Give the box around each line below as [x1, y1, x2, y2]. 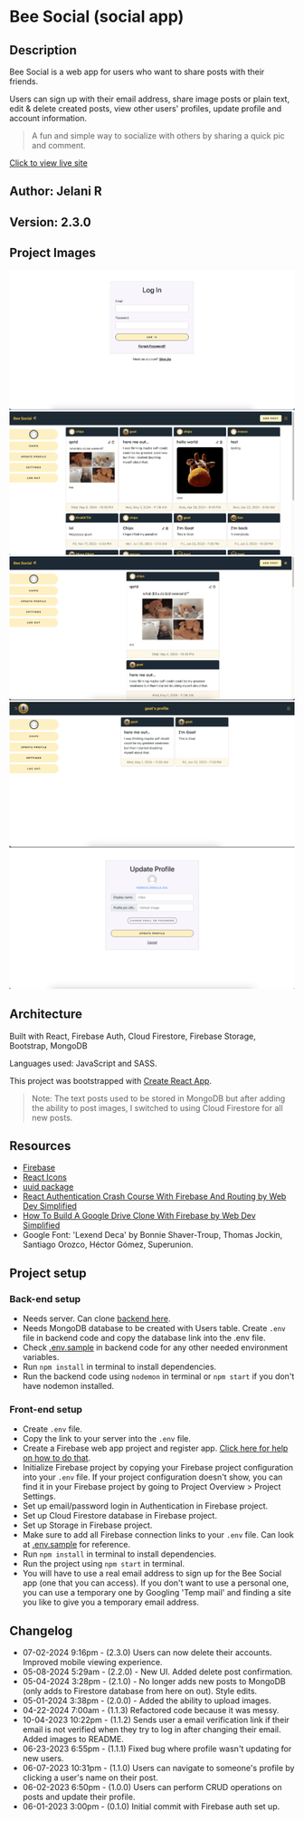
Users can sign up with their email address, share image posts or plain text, [9, 93, 290, 104]
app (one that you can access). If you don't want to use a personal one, [22, 1577, 290, 1588]
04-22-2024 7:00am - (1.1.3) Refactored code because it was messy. [22, 1705, 280, 1716]
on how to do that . [22, 1452, 91, 1463]
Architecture [9, 1007, 83, 1022]
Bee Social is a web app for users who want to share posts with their [9, 66, 265, 77]
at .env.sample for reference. [22, 1539, 131, 1550]
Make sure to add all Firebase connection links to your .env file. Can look [22, 1529, 294, 1540]
